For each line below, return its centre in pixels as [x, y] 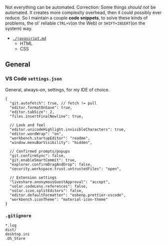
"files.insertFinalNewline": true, [47, 116]
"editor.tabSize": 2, [32, 112]
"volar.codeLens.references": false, [49, 186]
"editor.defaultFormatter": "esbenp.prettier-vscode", [68, 195]
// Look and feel [28, 125]
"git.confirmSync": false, [38, 155]
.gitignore [18, 215]
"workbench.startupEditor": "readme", [50, 138]
